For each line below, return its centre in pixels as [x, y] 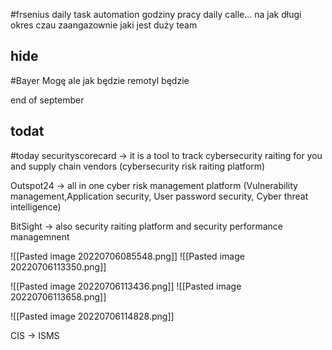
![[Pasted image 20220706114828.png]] [92, 316]
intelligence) [36, 206]
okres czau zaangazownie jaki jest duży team [104, 25]
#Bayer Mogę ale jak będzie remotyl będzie [100, 80]
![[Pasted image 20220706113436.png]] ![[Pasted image [126, 286]
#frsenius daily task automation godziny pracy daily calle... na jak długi [156, 14]
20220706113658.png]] [58, 296]
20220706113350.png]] [58, 266]
